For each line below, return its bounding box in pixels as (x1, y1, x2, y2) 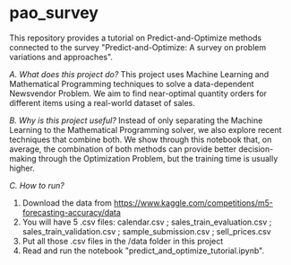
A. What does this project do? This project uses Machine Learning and (9, 68, 270, 79)
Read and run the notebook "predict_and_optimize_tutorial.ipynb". (21, 245, 265, 256)
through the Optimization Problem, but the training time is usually (38, 153, 278, 163)
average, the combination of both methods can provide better (9, 143, 237, 155)
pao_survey (9, 3, 98, 23)
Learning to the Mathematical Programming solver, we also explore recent (9, 124, 282, 135)
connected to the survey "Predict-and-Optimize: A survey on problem (9, 41, 267, 52)
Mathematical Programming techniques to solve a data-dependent (9, 78, 254, 89)
